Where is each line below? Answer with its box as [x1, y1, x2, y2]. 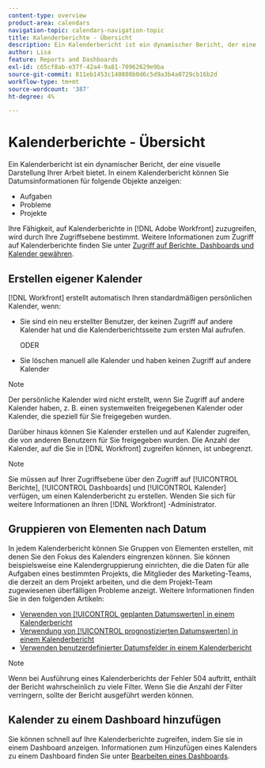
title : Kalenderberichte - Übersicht [8, 33, 133, 42]
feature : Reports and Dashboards [8, 56, 119, 64]
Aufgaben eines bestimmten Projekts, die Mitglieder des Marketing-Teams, [8, 569, 252, 578]
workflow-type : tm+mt [8, 78, 80, 85]
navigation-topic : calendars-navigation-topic [8, 26, 165, 34]
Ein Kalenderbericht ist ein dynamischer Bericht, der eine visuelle [8, 160, 221, 169]
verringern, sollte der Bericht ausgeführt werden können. [8, 690, 195, 700]
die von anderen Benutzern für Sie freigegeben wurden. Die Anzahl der [8, 436, 240, 445]
